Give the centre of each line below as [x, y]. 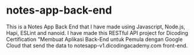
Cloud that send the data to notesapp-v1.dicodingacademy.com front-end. [97, 46]
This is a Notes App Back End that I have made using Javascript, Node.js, [96, 27]
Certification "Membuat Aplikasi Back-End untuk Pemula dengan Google [94, 39]
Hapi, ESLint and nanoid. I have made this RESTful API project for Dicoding [97, 33]
